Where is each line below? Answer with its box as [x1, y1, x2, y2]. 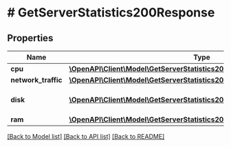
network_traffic [10, 76, 63, 84]
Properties [7, 32, 54, 44]
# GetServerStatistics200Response [7, 5, 215, 21]
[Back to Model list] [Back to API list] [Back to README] [7, 133, 165, 140]
